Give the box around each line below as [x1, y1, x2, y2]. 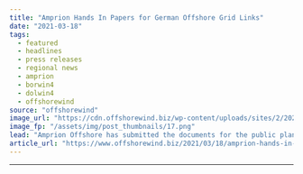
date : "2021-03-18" [9, 22, 83, 31]
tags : [9, 30, 30, 39]
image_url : [9, 114, 50, 123]
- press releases [17, 55, 83, 64]
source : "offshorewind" [9, 105, 99, 114]
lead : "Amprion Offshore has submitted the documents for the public [9, 131, 277, 140]
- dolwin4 [17, 88, 54, 97]
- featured [17, 38, 59, 48]
